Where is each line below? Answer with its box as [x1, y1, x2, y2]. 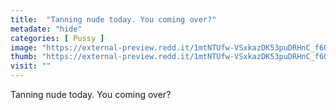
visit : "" [10, 61, 52, 71]
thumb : [10, 52, 38, 62]
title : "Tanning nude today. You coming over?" [10, 14, 217, 25]
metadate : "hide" [10, 24, 83, 34]
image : [10, 42, 38, 53]
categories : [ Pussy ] [10, 33, 105, 43]
